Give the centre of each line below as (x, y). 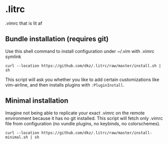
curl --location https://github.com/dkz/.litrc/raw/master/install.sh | (83, 66)
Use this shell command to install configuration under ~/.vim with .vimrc (80, 51)
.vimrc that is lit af (24, 23)
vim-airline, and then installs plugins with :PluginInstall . (65, 85)
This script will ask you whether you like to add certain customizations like (82, 80)
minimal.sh (17, 137)
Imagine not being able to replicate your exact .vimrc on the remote (75, 113)
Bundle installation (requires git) (57, 39)
